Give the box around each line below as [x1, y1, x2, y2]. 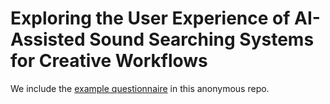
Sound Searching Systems [89, 28, 315, 51]
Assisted [10, 28, 86, 51]
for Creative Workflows [10, 50, 208, 72]
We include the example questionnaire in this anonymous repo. [10, 82, 270, 94]
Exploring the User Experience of [10, 7, 291, 30]
